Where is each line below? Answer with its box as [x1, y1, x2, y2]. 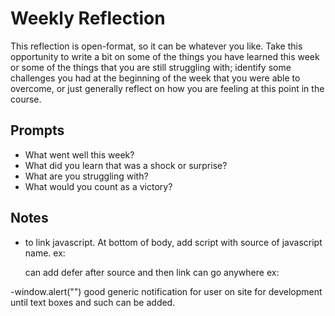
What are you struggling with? [24, 170, 149, 182]
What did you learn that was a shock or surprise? [24, 159, 228, 171]
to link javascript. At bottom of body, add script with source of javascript [24, 236, 323, 248]
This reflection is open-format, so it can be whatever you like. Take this [10, 40, 303, 52]
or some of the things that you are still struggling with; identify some [10, 61, 292, 73]
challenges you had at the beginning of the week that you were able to [10, 72, 301, 84]
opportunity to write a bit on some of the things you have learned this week [10, 50, 320, 62]
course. [10, 93, 42, 105]
